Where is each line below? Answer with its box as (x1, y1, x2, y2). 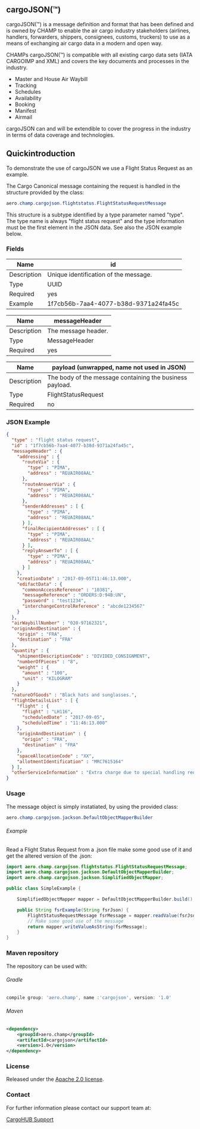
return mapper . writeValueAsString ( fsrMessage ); (27, 924, 148, 930)
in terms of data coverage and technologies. (6, 131, 115, 138)
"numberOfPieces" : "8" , (17, 658, 79, 664)
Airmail (14, 113, 33, 120)
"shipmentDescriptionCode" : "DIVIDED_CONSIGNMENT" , (17, 653, 151, 660)
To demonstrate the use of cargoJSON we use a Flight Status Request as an (6, 164, 193, 172)
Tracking (14, 82, 37, 89)
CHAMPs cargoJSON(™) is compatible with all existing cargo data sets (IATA (6, 51, 193, 58)
